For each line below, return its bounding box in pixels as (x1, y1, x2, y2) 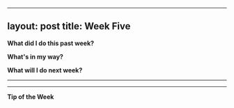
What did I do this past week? (7, 39, 95, 47)
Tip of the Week (7, 92, 54, 101)
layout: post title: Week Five (7, 20, 131, 32)
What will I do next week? (7, 65, 83, 74)
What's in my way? (7, 52, 64, 61)
